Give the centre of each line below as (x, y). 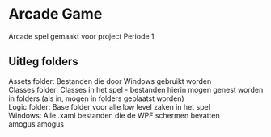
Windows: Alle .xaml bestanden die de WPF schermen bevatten (114, 115)
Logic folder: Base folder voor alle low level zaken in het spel (109, 106)
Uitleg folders (43, 62)
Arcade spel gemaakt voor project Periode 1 (82, 36)
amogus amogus (36, 124)
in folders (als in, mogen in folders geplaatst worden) (96, 98)
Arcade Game (55, 14)
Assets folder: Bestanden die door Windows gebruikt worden (110, 81)
